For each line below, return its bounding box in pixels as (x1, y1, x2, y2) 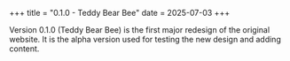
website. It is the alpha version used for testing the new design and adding (9, 34, 281, 44)
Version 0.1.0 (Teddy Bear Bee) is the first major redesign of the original (9, 25, 270, 34)
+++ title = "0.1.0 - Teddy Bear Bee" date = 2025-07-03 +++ (9, 8, 231, 18)
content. (9, 43, 40, 54)
